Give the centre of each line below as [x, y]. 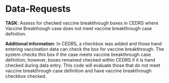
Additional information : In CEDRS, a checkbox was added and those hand [83, 43]
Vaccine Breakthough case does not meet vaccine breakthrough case [79, 28]
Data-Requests [38, 9]
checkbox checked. [26, 76]
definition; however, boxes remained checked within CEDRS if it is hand [80, 60]
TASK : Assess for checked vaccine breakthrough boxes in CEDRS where [82, 23]
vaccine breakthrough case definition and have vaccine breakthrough [78, 71]
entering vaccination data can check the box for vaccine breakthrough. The [85, 49]
